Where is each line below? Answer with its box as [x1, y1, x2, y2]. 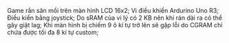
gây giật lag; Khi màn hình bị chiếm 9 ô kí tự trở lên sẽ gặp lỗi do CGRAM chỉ [7, 21, 223, 29]
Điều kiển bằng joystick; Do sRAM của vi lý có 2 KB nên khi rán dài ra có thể [7, 14, 222, 22]
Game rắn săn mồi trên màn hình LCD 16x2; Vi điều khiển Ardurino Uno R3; [7, 7, 219, 14]
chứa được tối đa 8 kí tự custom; [7, 28, 99, 36]
